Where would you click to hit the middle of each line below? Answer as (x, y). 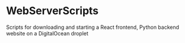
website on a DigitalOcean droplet (47, 33)
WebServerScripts (52, 11)
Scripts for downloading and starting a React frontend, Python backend (93, 27)
